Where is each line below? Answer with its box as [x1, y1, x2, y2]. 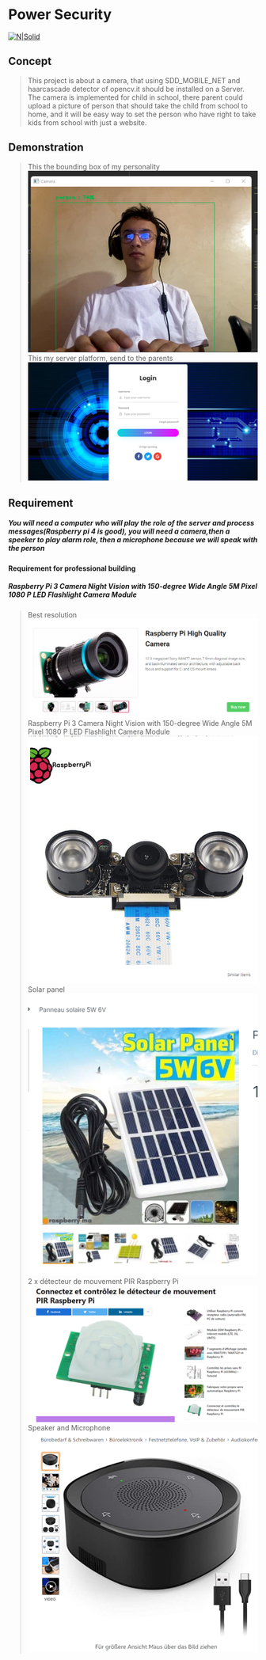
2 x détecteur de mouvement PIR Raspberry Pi [27, 1277, 180, 1286]
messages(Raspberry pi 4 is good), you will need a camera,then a [8, 526, 230, 536]
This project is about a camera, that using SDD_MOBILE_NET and [27, 75, 241, 85]
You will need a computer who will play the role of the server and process [8, 519, 255, 528]
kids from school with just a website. [27, 117, 147, 127]
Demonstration [8, 141, 85, 154]
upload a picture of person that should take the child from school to [27, 101, 248, 110]
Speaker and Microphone [27, 1423, 111, 1432]
